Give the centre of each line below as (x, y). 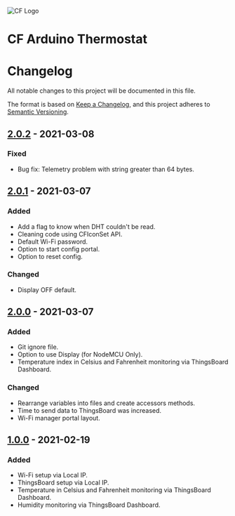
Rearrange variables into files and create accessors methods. (106, 403)
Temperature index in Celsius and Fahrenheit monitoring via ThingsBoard (123, 362)
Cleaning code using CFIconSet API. (70, 234)
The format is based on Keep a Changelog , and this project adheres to (109, 105)
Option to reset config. (50, 256)
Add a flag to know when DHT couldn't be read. (86, 226)
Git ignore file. (38, 347)
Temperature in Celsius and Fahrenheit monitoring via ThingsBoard (114, 490)
